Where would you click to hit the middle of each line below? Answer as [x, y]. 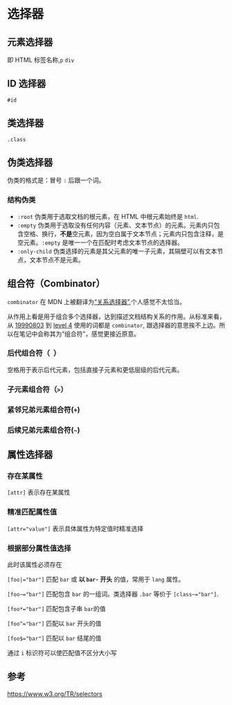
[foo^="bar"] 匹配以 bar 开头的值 [54, 623]
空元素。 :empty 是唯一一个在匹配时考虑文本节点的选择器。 [100, 242]
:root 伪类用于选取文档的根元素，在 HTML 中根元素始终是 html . [108, 216]
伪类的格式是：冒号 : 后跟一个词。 [56, 180]
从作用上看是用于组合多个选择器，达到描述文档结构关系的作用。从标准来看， [116, 316]
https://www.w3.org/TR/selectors [55, 694]
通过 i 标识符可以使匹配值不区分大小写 [62, 652]
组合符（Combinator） [56, 284]
